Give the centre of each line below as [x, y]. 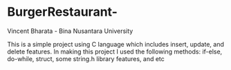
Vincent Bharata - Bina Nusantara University [70, 31]
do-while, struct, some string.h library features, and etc [86, 58]
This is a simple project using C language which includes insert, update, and [116, 44]
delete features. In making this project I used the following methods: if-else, [115, 51]
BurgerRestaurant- [62, 12]
